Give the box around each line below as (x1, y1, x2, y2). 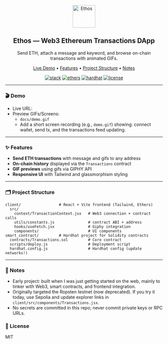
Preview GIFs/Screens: (12, 111, 60, 117)
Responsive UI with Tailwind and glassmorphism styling (12, 171, 128, 178)
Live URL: (12, 105, 32, 112)
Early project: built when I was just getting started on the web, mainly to (12, 278, 160, 284)
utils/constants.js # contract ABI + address (14, 220, 142, 225)
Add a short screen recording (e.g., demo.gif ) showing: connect (19, 121, 151, 127)
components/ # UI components (14, 228, 122, 234)
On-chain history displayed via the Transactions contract (12, 160, 131, 167)
